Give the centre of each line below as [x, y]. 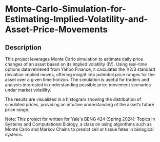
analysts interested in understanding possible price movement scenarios [78, 85]
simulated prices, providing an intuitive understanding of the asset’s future [80, 104]
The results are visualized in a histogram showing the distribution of [73, 99]
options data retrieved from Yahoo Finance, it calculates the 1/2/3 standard [80, 69]
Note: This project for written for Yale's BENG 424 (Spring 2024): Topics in [80, 119]
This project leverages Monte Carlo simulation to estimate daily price [74, 59]
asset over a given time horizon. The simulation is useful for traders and [77, 79]
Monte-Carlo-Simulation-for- [66, 9]
